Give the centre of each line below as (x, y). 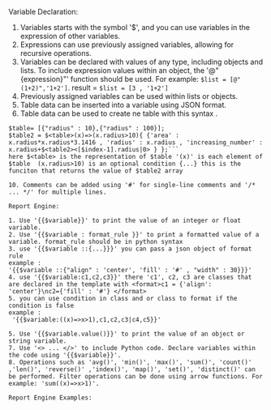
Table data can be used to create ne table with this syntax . (119, 113)
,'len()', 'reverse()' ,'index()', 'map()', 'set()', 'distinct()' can (132, 369)
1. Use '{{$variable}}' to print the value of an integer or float (125, 220)
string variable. (38, 341)
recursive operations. (56, 53)
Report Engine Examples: (50, 398)
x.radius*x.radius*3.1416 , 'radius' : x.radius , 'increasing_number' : (136, 143)
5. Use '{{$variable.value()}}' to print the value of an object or (127, 334)
